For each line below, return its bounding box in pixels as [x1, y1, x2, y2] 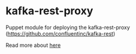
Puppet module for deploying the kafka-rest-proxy [5, 24, 130, 31]
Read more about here [5, 42, 61, 49]
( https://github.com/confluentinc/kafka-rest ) [5, 30, 116, 37]
